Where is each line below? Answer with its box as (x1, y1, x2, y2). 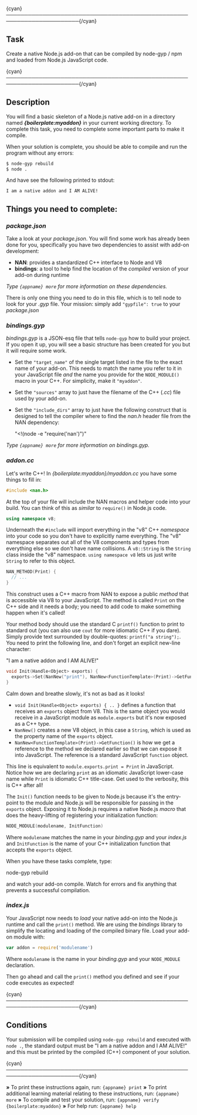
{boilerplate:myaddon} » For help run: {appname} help (6, 1102, 137, 1109)
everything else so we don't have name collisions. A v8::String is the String (6, 545, 191, 552)
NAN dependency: (14, 419, 60, 426)
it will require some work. (6, 347, 67, 355)
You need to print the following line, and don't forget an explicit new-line (6, 639, 181, 646)
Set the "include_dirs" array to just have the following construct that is (14, 406, 187, 413)
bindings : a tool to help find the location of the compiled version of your (14, 265, 189, 272)
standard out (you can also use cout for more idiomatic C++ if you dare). (6, 627, 181, 634)
